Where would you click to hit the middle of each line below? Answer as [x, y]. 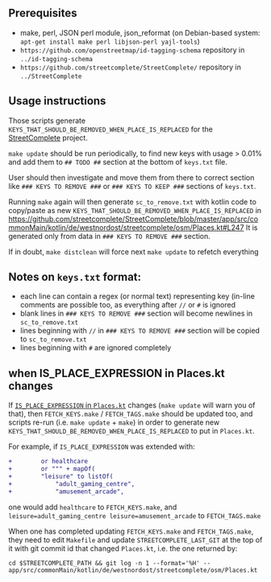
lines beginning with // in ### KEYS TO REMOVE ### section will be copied [140, 331]
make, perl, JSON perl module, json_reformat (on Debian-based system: [140, 32]
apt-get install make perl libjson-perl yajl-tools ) [110, 41]
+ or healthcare [48, 462]
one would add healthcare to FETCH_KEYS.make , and [93, 507]
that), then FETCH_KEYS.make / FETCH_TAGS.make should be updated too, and [131, 414]
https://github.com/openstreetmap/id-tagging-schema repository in [132, 50]
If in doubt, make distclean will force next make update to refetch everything [134, 251]
